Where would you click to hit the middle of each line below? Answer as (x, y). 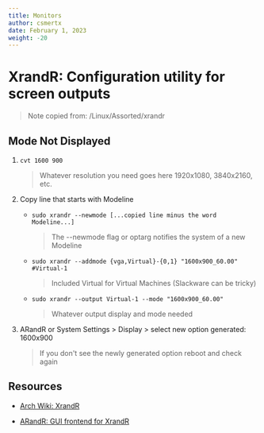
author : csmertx (35, 23)
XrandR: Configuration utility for (117, 77)
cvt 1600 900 (41, 160)
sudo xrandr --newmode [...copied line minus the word (124, 215)
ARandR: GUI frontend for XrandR (74, 421)
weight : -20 (28, 38)
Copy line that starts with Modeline (77, 199)
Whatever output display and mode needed (122, 314)
